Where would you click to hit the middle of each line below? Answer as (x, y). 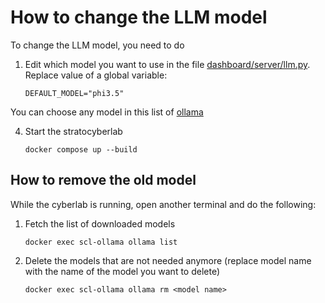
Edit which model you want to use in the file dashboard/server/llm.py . (167, 64)
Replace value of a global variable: (96, 75)
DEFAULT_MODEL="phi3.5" (74, 93)
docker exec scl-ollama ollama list (101, 242)
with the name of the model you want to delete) (122, 271)
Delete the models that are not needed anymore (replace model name (168, 260)
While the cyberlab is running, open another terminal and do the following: (163, 204)
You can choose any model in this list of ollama (107, 112)
